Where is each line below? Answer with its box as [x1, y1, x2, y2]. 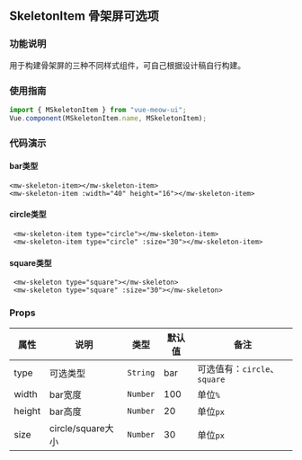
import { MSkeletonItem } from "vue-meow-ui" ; [9, 105, 187, 114]
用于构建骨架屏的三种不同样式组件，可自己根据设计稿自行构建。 [9, 59, 245, 70]
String [127, 367, 155, 377]
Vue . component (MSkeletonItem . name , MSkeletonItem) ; [9, 113, 207, 123]
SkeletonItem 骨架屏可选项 [9, 8, 159, 24]
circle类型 [9, 209, 47, 220]
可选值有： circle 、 [197, 362, 280, 375]
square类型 [9, 257, 52, 268]
